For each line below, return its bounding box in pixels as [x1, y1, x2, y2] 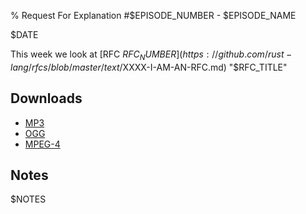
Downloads [10, 90, 83, 107]
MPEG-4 [24, 138, 61, 150]
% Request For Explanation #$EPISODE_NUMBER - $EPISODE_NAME [10, 10, 297, 21]
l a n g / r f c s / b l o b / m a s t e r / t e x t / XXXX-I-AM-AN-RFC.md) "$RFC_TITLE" [10, 61, 288, 73]
